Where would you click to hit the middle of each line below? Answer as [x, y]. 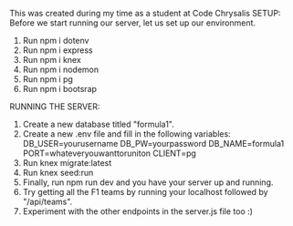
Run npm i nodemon [60, 69]
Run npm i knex [52, 60]
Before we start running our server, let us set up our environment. [133, 23]
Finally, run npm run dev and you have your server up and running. [148, 182]
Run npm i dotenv [56, 41]
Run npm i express [58, 50]
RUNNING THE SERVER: [55, 107]
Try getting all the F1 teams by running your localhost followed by [145, 192]
